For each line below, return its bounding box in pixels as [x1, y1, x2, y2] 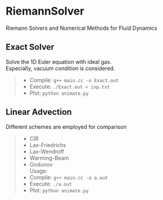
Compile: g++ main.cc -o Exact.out [29, 76, 119, 83]
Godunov [29, 160, 53, 168]
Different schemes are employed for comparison [5, 123, 127, 130]
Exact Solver [5, 42, 55, 52]
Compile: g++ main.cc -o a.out [29, 173, 108, 181]
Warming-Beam [29, 154, 69, 162]
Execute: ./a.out [29, 180, 72, 187]
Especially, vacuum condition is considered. [5, 64, 116, 72]
